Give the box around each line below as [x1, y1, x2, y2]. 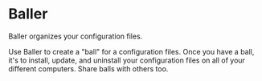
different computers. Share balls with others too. [8, 63, 169, 73]
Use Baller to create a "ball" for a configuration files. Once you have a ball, [8, 47, 255, 56]
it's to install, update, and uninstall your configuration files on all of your [8, 55, 245, 65]
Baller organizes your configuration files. [8, 31, 143, 41]
